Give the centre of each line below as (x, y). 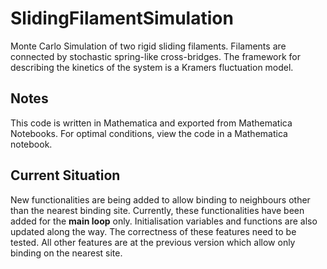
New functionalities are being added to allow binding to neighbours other (160, 199)
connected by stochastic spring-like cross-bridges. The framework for (156, 56)
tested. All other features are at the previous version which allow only (153, 242)
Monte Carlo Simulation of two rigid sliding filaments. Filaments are (148, 46)
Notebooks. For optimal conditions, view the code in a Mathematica (149, 133)
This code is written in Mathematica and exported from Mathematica (151, 123)
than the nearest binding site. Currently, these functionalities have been (157, 210)
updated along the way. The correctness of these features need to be (153, 231)
